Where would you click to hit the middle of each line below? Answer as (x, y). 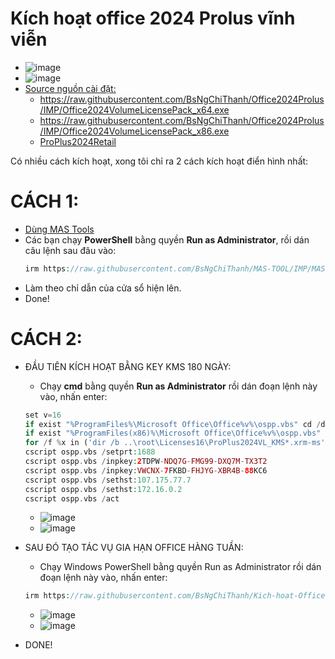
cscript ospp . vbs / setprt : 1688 (90, 452)
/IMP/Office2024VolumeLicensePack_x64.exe (134, 109)
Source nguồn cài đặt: (70, 88)
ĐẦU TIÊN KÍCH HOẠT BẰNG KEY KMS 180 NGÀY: (128, 366)
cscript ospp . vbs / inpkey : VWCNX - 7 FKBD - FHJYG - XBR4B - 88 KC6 (146, 470)
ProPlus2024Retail (78, 141)
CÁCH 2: (46, 338)
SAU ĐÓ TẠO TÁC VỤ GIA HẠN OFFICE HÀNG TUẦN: (134, 548)
